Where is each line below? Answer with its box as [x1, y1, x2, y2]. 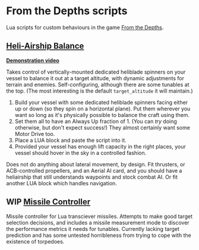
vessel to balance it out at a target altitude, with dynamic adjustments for [6, 74, 184, 81]
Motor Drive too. [14, 130, 55, 137]
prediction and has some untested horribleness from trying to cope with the [6, 232, 191, 239]
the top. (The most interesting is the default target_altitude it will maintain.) [6, 87, 193, 94]
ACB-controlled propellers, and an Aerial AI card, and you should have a [6, 167, 182, 174]
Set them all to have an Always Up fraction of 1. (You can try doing [14, 118, 177, 125]
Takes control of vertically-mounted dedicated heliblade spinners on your [6, 68, 186, 75]
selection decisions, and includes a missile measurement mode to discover [6, 219, 189, 226]
